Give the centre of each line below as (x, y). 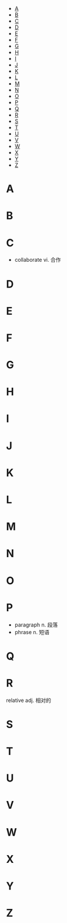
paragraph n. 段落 (36, 625)
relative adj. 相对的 (29, 700)
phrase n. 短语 (32, 632)
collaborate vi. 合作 (38, 260)
